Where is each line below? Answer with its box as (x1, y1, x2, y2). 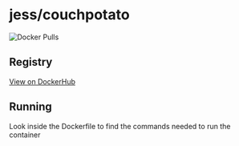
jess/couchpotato (9, 6, 131, 24)
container (9, 130, 41, 140)
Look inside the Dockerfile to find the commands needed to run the (9, 121, 231, 131)
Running (9, 100, 53, 114)
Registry (9, 55, 53, 69)
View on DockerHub (9, 76, 75, 86)
